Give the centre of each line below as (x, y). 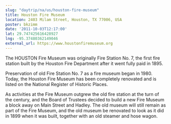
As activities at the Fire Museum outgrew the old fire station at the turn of (82, 94)
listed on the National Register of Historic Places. (57, 84)
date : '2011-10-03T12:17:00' (36, 29)
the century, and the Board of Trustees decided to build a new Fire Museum (85, 99)
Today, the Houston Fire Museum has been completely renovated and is (81, 79)
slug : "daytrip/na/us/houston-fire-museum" (52, 10)
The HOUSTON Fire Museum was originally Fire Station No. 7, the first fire (83, 58)
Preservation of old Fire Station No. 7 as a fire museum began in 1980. (79, 73)
